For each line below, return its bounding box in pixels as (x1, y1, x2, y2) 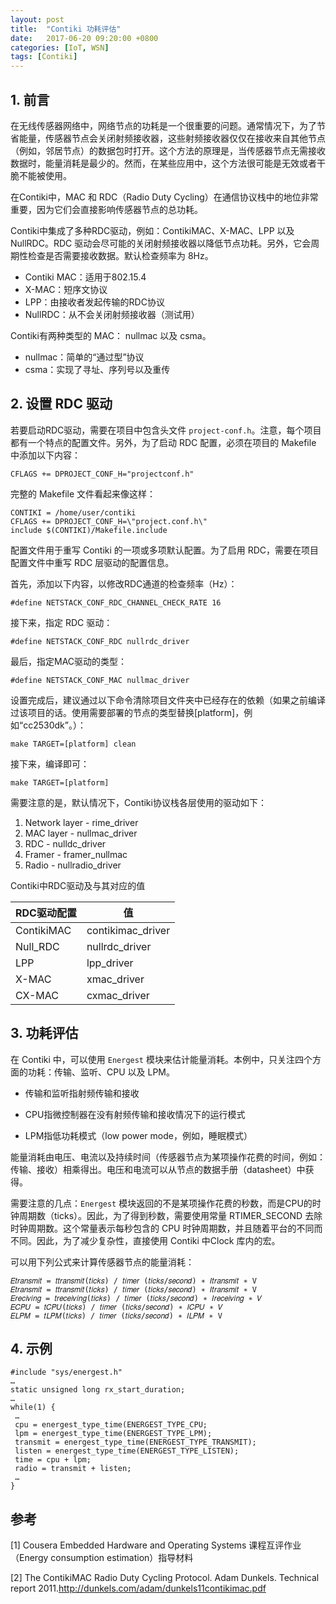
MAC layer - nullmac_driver (24, 827, 138, 839)
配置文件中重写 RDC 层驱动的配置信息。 (10, 556, 175, 568)
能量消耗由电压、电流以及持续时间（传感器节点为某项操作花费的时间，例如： (10, 1151, 326, 1163)
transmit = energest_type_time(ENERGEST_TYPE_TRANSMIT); (14, 1437, 257, 1448)
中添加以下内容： (10, 449, 81, 461)
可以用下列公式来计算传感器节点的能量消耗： (10, 1256, 195, 1268)
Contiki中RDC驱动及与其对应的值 (10, 879, 146, 891)
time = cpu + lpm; (14, 1455, 92, 1465)
